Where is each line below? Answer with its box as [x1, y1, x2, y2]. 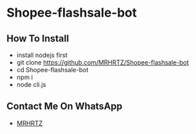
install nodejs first [16, 51, 68, 59]
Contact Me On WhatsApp [6, 101, 123, 112]
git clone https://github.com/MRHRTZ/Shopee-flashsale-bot [16, 58, 189, 67]
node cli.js [16, 81, 47, 88]
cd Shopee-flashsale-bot [16, 66, 89, 74]
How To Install [6, 33, 70, 44]
